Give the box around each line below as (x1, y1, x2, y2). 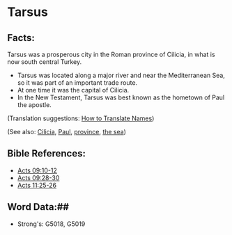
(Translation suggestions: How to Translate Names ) (7, 114, 155, 122)
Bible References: (7, 147, 86, 160)
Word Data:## (7, 201, 70, 213)
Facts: (7, 32, 35, 44)
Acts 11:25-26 (17, 181, 57, 189)
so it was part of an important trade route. (17, 79, 138, 87)
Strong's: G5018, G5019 (17, 220, 86, 228)
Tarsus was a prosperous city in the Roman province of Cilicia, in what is (7, 50, 215, 58)
